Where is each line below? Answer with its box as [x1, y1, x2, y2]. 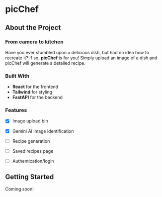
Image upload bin [12, 118, 48, 124]
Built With [5, 72, 30, 79]
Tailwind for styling [12, 89, 53, 95]
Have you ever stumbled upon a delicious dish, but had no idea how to [5, 49, 150, 55]
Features [5, 107, 27, 114]
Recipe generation [12, 138, 50, 144]
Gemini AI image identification [12, 128, 74, 134]
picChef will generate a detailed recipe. [5, 60, 86, 66]
